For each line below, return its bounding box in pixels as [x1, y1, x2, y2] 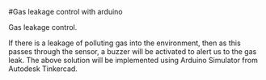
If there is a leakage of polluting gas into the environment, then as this [8, 38, 241, 48]
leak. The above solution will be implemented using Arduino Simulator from [8, 56, 259, 65]
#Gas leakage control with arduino [8, 7, 123, 16]
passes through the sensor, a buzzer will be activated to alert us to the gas [8, 47, 257, 56]
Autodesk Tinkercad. [8, 64, 78, 74]
